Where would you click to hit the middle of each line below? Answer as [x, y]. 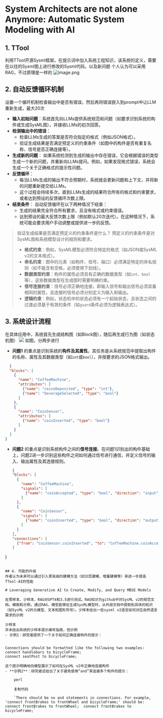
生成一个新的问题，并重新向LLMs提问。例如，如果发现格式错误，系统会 [84, 161]
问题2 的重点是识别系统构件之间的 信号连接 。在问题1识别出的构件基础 [81, 449]
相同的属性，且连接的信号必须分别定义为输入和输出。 [78, 292]
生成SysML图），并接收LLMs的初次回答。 [62, 125]
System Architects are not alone [71, 9]
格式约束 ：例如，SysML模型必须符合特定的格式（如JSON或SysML [91, 249]
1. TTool [17, 48]
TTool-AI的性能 [19, 582]
